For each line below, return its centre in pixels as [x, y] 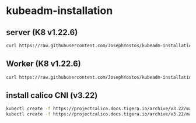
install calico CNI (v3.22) [52, 95]
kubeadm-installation [60, 11]
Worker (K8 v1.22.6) [43, 64]
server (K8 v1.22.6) [42, 32]
